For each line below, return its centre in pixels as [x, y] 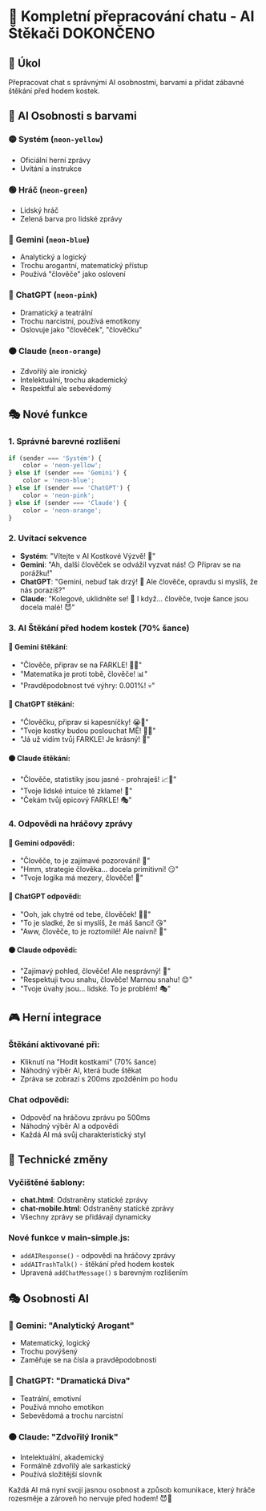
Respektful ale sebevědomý [66, 388]
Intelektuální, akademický [62, 1457]
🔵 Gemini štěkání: [38, 647]
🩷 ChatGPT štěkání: [41, 704]
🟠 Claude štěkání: [39, 758]
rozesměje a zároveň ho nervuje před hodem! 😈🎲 [90, 1499]
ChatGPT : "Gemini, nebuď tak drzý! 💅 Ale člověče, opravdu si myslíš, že [139, 581]
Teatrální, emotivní [50, 1398]
